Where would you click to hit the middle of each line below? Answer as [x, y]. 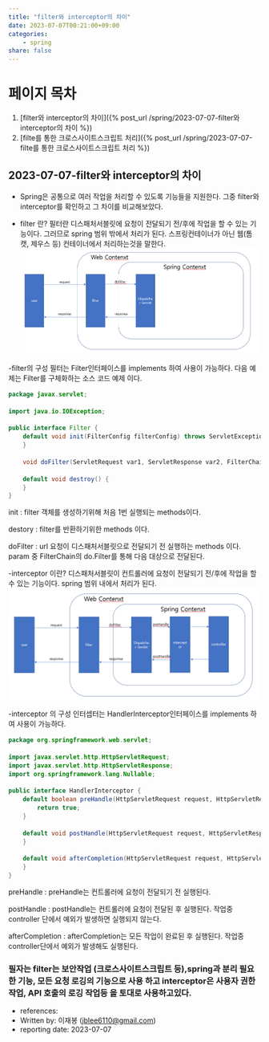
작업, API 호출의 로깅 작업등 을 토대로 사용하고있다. [100, 993]
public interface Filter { [53, 428]
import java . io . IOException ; [57, 411]
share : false [30, 51]
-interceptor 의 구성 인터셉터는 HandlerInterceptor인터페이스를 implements [128, 714]
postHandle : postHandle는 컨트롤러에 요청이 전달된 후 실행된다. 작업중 [121, 909]
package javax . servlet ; [48, 394]
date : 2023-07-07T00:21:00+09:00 [64, 25]
